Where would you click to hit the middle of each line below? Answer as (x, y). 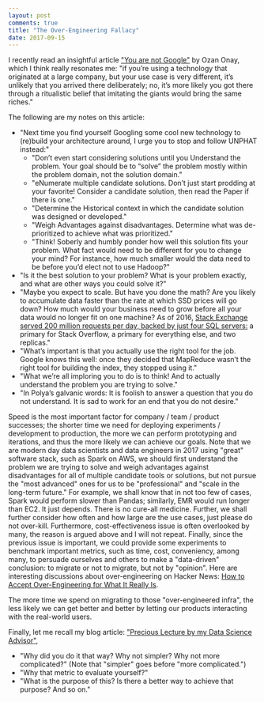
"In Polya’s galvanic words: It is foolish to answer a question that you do (136, 393)
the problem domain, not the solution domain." (107, 175)
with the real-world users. (50, 617)
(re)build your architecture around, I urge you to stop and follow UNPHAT (138, 141)
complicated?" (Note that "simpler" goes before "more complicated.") (133, 664)
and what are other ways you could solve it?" (93, 284)
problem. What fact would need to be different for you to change (137, 251)
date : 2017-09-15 (37, 38)
